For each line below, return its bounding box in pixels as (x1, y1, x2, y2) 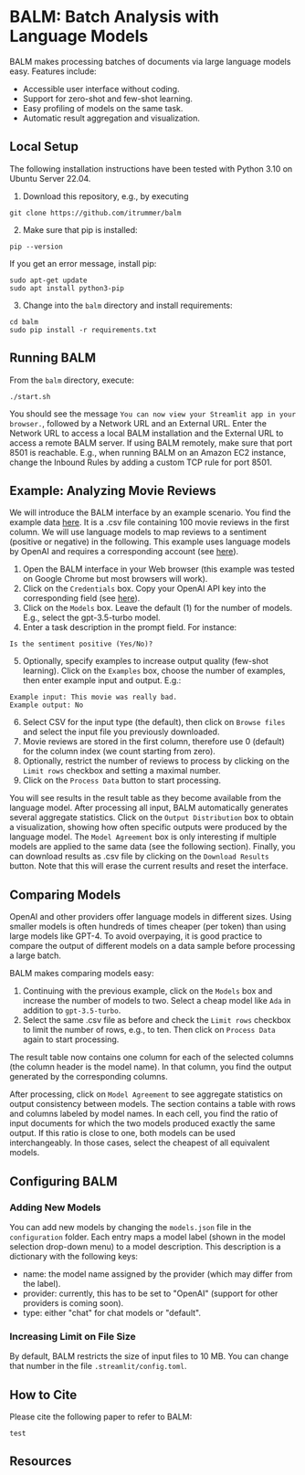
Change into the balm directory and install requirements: (22, 300, 233, 311)
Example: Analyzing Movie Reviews (9, 482, 216, 499)
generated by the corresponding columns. (9, 1071, 168, 1082)
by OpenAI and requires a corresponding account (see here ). (9, 546, 239, 557)
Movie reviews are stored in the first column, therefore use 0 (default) (22, 736, 285, 747)
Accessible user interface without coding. (22, 83, 180, 94)
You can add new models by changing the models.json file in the (9, 1221, 252, 1232)
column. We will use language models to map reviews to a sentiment (9, 527, 268, 538)
